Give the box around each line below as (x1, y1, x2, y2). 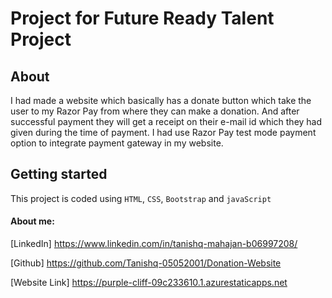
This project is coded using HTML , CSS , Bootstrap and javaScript (10, 192, 272, 204)
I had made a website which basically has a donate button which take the (10, 95, 312, 106)
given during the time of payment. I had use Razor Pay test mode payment (10, 127, 317, 138)
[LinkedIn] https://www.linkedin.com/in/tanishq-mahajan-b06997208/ (10, 238, 298, 250)
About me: (10, 215, 55, 227)
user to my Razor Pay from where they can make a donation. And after (10, 105, 300, 117)
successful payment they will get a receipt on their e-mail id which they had (10, 116, 323, 127)
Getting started (10, 166, 108, 183)
